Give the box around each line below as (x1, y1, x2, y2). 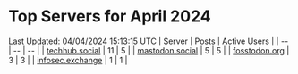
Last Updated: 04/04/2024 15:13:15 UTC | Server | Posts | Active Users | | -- (8, 36, 289, 46)
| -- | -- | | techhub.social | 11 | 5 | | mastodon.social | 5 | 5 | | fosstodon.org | (8, 45, 290, 55)
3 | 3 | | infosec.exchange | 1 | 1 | (8, 54, 128, 65)
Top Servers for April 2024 (8, 6, 211, 27)
